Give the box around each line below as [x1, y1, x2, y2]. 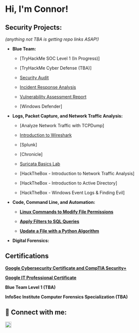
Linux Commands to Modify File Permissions [19, 209, 114, 215]
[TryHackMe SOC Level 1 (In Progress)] [19, 55, 100, 61]
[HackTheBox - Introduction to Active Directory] [19, 180, 118, 186]
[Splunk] [19, 142, 37, 147]
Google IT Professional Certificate [5, 275, 77, 281]
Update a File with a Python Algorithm [19, 228, 99, 234]
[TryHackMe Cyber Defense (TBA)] [19, 65, 92, 71]
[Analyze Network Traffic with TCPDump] [19, 123, 104, 128]
